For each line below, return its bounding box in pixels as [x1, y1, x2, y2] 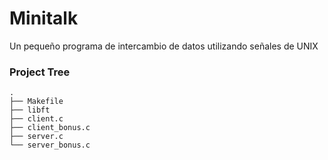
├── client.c [9, 114, 64, 124]
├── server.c [9, 132, 64, 142]
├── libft [9, 105, 51, 116]
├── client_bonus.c [9, 123, 91, 133]
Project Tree [9, 65, 71, 79]
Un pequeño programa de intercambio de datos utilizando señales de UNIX [9, 40, 319, 52]
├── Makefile [9, 97, 64, 107]
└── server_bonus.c [9, 140, 91, 151]
